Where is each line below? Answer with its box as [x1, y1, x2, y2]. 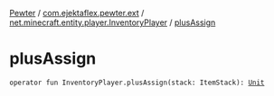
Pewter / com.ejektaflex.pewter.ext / [9, 8, 145, 18]
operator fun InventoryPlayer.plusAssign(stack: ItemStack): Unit [9, 78, 265, 87]
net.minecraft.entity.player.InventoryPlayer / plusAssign [9, 17, 216, 28]
